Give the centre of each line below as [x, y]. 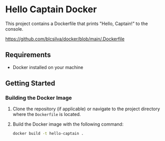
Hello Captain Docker [51, 9]
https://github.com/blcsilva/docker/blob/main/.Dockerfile [65, 39]
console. [15, 29]
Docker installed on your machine [48, 67]
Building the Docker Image [39, 98]
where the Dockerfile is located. [47, 114]
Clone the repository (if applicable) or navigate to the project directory [86, 109]
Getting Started [30, 84]
